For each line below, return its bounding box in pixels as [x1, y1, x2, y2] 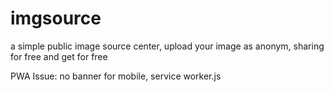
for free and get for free [10, 50, 108, 62]
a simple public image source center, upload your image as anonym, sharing [10, 40, 325, 52]
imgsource [10, 7, 102, 30]
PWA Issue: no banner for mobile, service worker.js [10, 70, 222, 82]
